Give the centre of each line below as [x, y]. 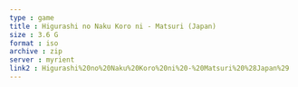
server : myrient [42, 60]
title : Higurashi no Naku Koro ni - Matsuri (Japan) [113, 26]
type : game [32, 18]
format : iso [34, 43]
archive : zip [36, 52]
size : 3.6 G [34, 34]
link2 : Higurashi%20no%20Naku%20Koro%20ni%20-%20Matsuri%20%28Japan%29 [149, 69]
